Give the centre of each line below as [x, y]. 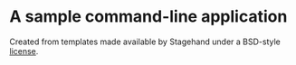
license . [24, 51]
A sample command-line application [148, 17]
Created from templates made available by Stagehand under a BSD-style [145, 42]
